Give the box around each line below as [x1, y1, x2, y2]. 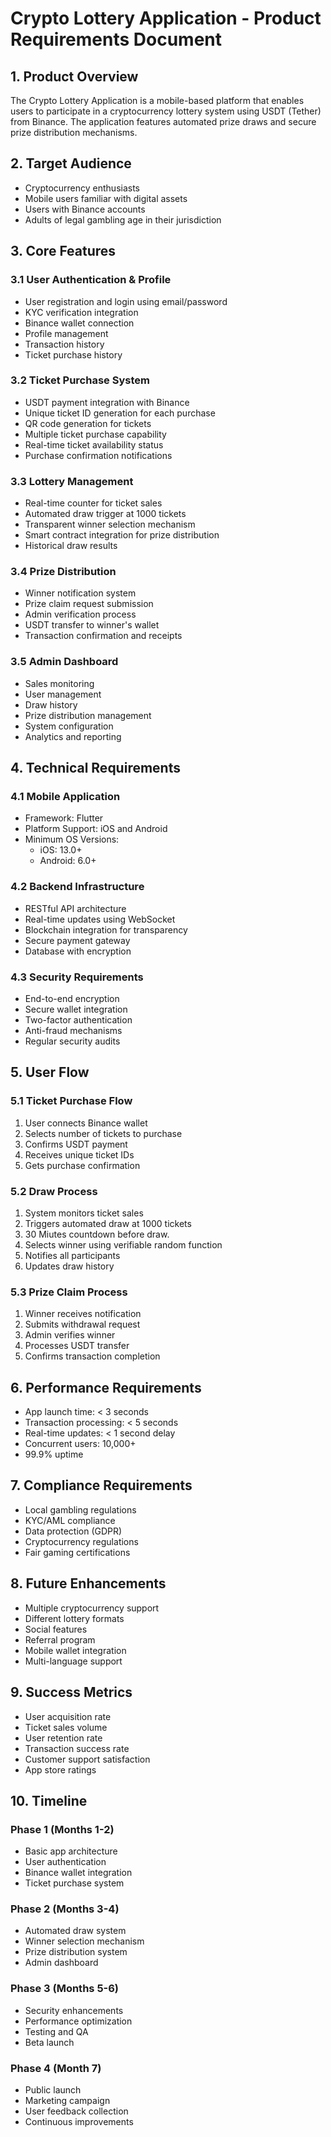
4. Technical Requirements [10, 760, 181, 777]
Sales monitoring [24, 677, 95, 689]
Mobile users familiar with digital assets [24, 192, 188, 204]
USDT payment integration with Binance [24, 396, 190, 408]
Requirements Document [10, 28, 223, 51]
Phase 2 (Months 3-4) [10, 1902, 120, 1916]
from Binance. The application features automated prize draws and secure [10, 116, 317, 127]
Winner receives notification [24, 1308, 142, 1320]
